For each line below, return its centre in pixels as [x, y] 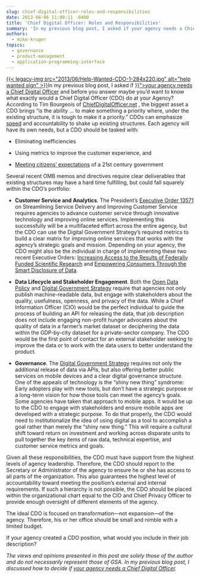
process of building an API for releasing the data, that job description [99, 313]
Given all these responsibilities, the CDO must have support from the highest [100, 457]
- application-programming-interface [58, 62]
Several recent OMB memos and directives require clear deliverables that [96, 176]
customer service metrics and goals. [60, 445]
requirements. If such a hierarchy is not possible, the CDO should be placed [99, 489]
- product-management [38, 56]
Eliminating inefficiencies [45, 141]
